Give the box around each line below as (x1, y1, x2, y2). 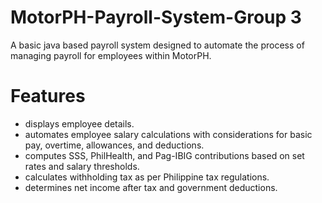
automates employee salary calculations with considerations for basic (24, 128, 313, 140)
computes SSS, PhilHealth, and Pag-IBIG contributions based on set (24, 149, 305, 161)
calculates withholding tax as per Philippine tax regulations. (24, 171, 270, 183)
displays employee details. (24, 117, 135, 130)
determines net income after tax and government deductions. (24, 181, 278, 193)
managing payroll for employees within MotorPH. (10, 49, 212, 61)
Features (10, 85, 86, 108)
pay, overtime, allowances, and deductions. (24, 139, 205, 151)
